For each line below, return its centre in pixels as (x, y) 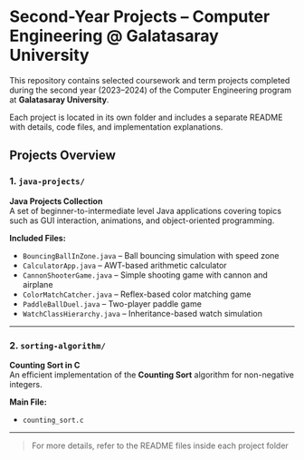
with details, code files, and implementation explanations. (116, 127)
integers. (26, 384)
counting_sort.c (53, 420)
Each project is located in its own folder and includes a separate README (146, 117)
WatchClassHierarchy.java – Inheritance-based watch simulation (142, 313)
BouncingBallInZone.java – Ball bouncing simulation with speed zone (151, 255)
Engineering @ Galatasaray (114, 36)
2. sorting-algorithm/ (57, 345)
